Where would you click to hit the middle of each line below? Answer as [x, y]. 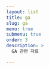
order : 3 [17, 40]
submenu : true [24, 34]
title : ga [19, 18]
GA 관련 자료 [25, 51]
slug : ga [17, 23]
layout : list [22, 12]
